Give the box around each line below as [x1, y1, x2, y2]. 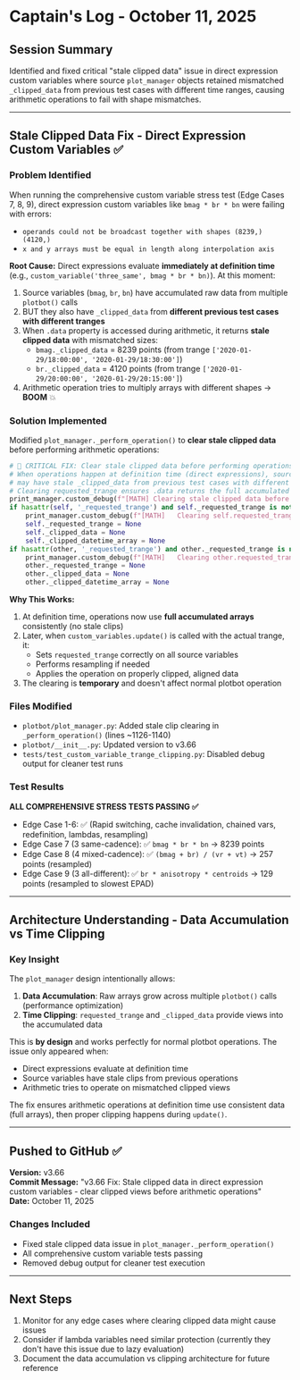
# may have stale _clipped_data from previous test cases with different [9, 478, 290, 487]
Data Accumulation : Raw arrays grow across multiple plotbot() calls [21, 990, 278, 1002]
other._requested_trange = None [25, 561, 146, 570]
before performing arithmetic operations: [9, 444, 160, 455]
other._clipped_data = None [25, 569, 129, 578]
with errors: [9, 208, 52, 219]
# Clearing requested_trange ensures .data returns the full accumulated [9, 486, 290, 495]
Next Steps [9, 1292, 72, 1307]
